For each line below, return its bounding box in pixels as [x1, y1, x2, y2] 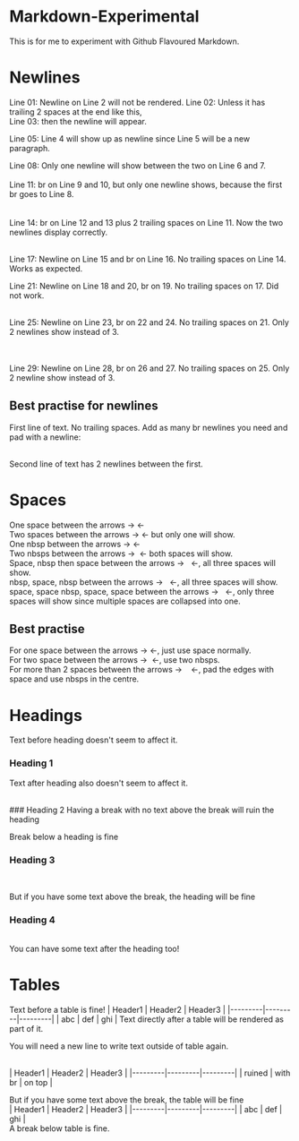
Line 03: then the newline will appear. [9, 116, 148, 126]
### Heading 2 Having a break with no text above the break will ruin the [9, 804, 275, 815]
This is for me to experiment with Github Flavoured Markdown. [9, 36, 240, 47]
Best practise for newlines [9, 399, 158, 414]
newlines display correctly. [9, 227, 108, 237]
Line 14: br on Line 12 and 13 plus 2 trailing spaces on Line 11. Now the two [9, 217, 284, 227]
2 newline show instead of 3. [9, 372, 115, 382]
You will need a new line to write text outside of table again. [9, 1041, 229, 1051]
